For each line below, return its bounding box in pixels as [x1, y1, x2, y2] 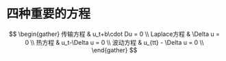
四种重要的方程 [6, 6, 91, 22]
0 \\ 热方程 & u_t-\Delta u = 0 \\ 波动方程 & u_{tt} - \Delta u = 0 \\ [25, 38, 204, 46]
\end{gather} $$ [91, 45, 138, 54]
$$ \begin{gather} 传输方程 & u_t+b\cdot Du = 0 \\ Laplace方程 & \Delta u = [8, 30, 221, 38]
